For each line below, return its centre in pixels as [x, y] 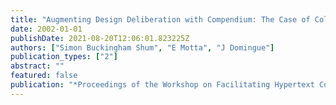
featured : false [44, 76]
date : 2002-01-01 [46, 29]
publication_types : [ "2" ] [64, 57]
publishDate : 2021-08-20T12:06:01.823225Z [100, 38]
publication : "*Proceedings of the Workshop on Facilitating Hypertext [162, 85]
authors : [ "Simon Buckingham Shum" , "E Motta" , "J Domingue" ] [142, 47]
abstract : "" [37, 66]
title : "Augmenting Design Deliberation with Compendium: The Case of [160, 19]
